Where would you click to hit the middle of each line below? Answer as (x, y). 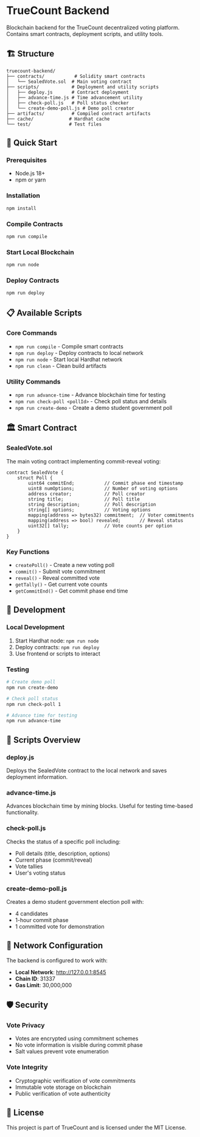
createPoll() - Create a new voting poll (64, 565)
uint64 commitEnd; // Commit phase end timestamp (106, 483)
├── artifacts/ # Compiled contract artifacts (78, 113)
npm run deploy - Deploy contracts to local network (79, 353)
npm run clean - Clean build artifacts (61, 365)
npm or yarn (30, 180)
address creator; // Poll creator (87, 494)
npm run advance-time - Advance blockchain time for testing (90, 395)
